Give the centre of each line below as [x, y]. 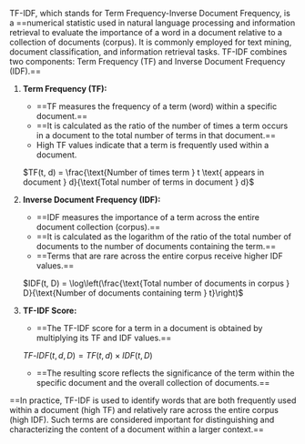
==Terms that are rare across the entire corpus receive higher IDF [160, 256]
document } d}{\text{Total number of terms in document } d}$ [138, 182]
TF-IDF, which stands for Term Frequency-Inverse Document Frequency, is [150, 13]
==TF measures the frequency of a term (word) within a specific [157, 106]
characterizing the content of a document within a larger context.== [137, 429]
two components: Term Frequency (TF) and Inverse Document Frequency [147, 61]
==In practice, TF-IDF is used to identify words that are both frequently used [153, 400]
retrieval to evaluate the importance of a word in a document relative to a [146, 32]
